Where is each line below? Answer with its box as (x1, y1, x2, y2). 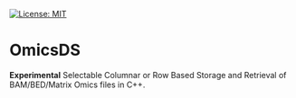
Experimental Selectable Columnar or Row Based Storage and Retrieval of (9, 69, 287, 80)
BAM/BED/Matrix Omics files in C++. (9, 79, 146, 90)
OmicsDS (9, 40, 81, 60)
